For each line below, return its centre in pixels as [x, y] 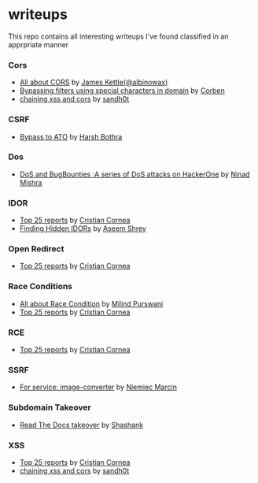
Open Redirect [36, 249]
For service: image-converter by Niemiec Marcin [98, 387]
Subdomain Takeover [50, 407]
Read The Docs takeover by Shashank [81, 425]
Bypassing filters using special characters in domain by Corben [122, 91]
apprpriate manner [39, 44]
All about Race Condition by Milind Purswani [91, 303]
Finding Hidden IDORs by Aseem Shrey [83, 228]
